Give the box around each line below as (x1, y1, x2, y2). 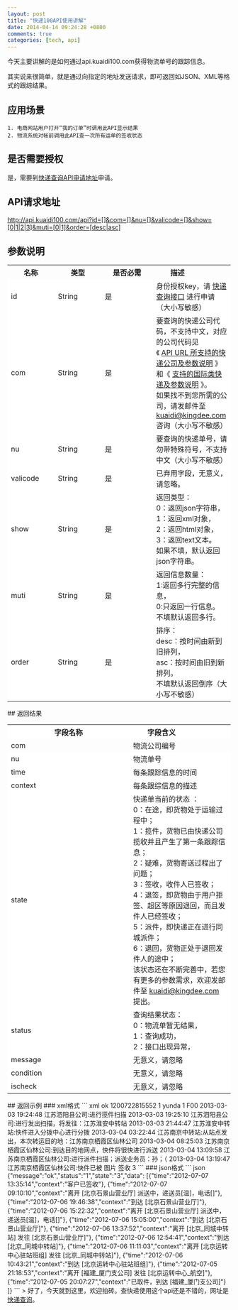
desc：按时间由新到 (156, 636, 222, 646)
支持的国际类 (172, 369, 215, 379)
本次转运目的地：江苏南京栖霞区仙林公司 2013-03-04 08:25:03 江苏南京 (19, 1137, 230, 1145)
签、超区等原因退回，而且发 (133, 901, 226, 911)
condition (11, 1068, 42, 1078)
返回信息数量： (156, 569, 207, 579)
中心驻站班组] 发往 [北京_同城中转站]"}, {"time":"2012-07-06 (7, 1251, 183, 1260)
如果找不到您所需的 (156, 391, 221, 400)
